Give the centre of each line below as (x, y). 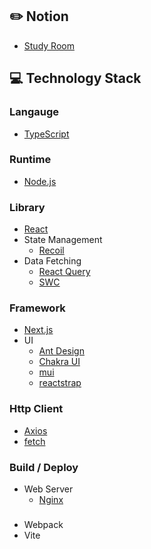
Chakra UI (59, 362)
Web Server (48, 489)
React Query (64, 272)
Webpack (43, 524)
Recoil (51, 250)
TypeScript (46, 134)
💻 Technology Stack (75, 78)
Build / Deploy (44, 467)
